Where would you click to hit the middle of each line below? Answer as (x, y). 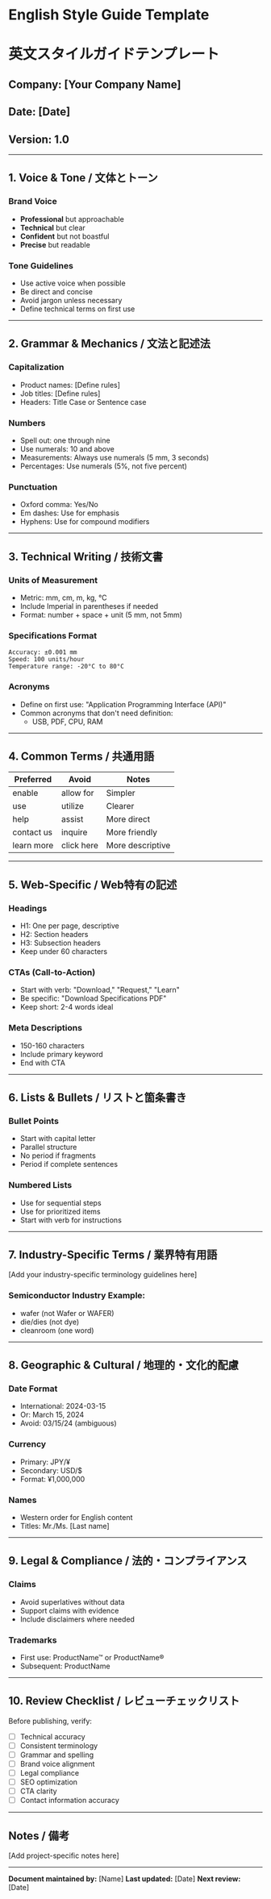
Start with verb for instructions (71, 1220)
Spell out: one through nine (65, 440)
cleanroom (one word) (57, 1330)
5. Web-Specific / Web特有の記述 (93, 885)
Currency (27, 1444)
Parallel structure (48, 1147)
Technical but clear (53, 227)
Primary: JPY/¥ (45, 1462)
